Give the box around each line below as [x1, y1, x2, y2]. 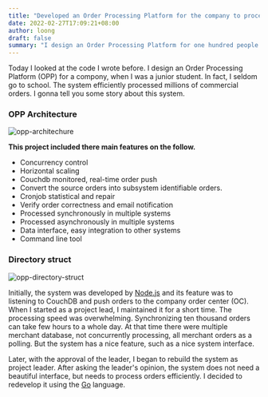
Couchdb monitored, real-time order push [19, 175, 158, 185]
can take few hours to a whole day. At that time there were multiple [8, 321, 228, 331]
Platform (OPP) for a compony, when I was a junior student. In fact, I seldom [8, 72, 258, 81]
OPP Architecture [8, 109, 77, 120]
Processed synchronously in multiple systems [19, 208, 171, 218]
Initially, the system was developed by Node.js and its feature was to [8, 288, 234, 297]
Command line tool [19, 234, 82, 244]
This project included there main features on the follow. [8, 142, 196, 152]
